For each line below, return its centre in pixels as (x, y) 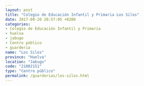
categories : (18, 24)
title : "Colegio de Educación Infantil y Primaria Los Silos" (72, 15)
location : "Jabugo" (26, 62)
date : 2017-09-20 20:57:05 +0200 (41, 19)
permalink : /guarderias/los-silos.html (47, 76)
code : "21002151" (24, 66)
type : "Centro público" (30, 71)
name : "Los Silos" (25, 52)
